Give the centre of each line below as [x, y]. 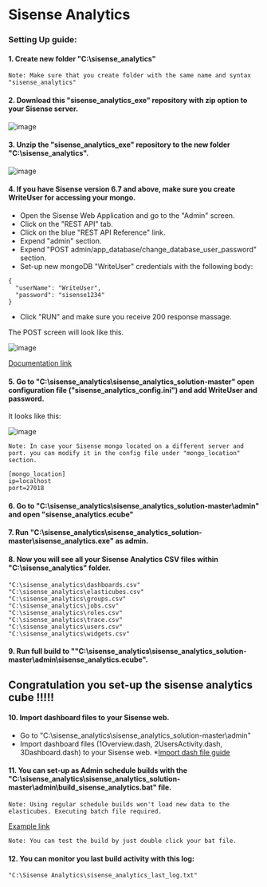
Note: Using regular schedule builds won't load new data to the [119, 804]
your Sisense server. [43, 109]
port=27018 [26, 489]
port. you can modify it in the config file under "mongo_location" [124, 453]
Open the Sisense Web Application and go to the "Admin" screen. [127, 215]
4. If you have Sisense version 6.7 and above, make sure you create [122, 189]
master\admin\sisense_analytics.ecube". [78, 659]
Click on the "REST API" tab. [66, 224]
